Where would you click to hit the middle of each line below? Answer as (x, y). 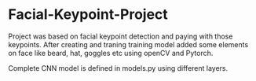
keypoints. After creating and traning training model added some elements (128, 44)
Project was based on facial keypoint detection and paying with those (121, 36)
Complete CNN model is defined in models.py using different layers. (118, 68)
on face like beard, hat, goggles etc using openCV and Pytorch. (111, 53)
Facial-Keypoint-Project (88, 15)
